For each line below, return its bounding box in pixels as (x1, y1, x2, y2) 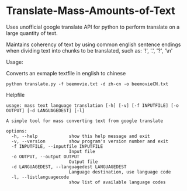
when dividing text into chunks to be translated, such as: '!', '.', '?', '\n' (6, 47, 173, 54)
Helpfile (6, 91, 25, 98)
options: (6, 128, 27, 134)
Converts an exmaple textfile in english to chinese (6, 70, 126, 77)
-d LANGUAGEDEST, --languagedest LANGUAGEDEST (11, 164, 127, 170)
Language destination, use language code (68, 169, 171, 175)
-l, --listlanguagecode (11, 174, 69, 180)
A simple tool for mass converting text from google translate (6, 118, 164, 124)
